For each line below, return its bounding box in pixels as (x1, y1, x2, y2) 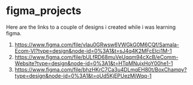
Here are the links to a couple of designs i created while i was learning (6, 23, 176, 30)
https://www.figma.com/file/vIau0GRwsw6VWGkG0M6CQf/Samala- (14, 41, 180, 48)
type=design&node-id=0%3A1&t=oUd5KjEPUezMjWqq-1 (14, 72, 152, 79)
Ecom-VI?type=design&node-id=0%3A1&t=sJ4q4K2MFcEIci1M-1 (14, 47, 172, 54)
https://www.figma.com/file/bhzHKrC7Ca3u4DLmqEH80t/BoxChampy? (14, 66, 187, 73)
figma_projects (6, 4, 82, 18)
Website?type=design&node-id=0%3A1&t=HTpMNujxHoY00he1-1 (14, 60, 173, 67)
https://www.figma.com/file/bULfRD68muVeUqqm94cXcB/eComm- (14, 53, 179, 60)
